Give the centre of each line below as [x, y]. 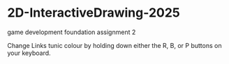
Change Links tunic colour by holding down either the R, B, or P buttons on [114, 45]
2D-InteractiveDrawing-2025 [94, 13]
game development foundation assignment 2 [72, 32]
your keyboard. [29, 53]
